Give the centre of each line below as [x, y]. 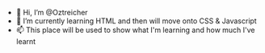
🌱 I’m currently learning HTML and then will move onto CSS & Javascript [136, 21]
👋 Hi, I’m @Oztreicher [52, 12]
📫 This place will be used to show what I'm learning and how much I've [136, 30]
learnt [26, 41]
